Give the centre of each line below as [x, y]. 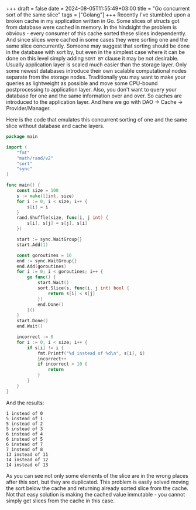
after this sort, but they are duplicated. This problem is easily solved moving [97, 482]
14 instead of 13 [27, 465]
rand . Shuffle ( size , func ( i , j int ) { [63, 218]
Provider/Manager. [28, 108]
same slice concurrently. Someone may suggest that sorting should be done [98, 46]
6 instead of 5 [25, 439]
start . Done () [32, 321]
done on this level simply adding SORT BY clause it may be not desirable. [92, 58]
